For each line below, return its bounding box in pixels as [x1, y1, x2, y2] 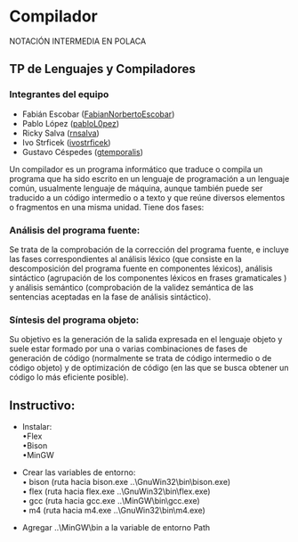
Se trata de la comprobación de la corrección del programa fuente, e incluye [9, 243, 289, 255]
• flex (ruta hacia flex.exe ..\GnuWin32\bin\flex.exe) [21, 486, 211, 497]
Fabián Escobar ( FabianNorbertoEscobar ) [21, 109, 175, 119]
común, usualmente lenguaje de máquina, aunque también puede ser [9, 183, 263, 193]
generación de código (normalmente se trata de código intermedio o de [9, 353, 272, 364]
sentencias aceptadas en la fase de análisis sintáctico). [9, 292, 212, 302]
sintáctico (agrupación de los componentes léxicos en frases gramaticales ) [9, 272, 287, 283]
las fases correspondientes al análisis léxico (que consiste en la [9, 253, 242, 264]
